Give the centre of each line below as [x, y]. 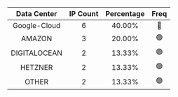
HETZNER [36, 67]
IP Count [84, 14]
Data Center [36, 14]
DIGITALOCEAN [37, 53]
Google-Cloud [37, 25]
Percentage [125, 14]
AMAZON [36, 38]
